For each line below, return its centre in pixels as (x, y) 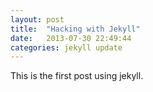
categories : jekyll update (66, 47)
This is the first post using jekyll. (77, 76)
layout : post (37, 19)
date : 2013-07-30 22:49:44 (71, 38)
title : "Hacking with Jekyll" (75, 29)
